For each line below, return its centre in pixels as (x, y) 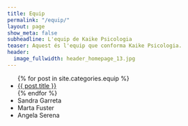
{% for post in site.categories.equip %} (73, 78)
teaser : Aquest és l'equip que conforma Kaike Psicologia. (95, 46)
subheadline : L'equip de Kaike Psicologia (70, 39)
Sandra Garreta (39, 100)
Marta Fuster (36, 107)
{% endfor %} (37, 93)
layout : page (26, 26)
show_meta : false (32, 33)
